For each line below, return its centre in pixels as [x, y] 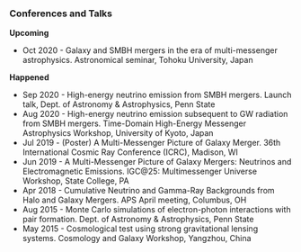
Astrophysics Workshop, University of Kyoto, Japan [118, 133]
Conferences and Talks [61, 13]
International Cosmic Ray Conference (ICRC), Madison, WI [130, 152]
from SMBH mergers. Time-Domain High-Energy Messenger [134, 123]
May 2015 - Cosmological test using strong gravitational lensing [140, 229]
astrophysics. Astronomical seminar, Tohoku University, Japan [137, 60]
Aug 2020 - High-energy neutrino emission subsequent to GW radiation [155, 114]
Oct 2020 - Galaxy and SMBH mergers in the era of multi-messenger [150, 50]
